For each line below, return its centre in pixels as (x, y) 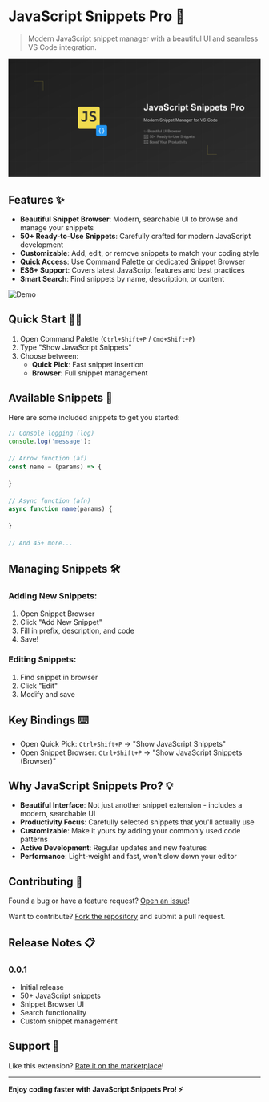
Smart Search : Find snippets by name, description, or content (122, 278)
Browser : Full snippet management (90, 373)
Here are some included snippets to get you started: (94, 417)
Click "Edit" (39, 686)
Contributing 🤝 (46, 881)
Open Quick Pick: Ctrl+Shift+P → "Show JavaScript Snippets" (123, 743)
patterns (34, 839)
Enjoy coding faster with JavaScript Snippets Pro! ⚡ (96, 1089)
